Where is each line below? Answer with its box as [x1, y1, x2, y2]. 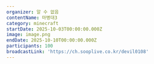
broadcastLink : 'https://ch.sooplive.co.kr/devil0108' [6, 49, 149, 55]
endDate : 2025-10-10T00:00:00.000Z [6, 37, 97, 43]
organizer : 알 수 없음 [6, 9, 59, 15]
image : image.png [6, 32, 51, 38]
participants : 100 [6, 43, 53, 49]
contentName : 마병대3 [6, 15, 58, 21]
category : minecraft [6, 20, 59, 26]
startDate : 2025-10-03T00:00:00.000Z [6, 26, 103, 32]
